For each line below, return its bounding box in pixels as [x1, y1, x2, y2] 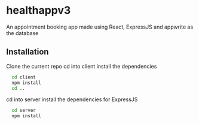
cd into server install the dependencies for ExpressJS [6, 96, 138, 103]
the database [6, 29, 39, 36]
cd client [11, 74, 36, 80]
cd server [11, 108, 36, 114]
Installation [6, 47, 49, 57]
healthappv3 [6, 4, 71, 17]
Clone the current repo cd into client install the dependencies [6, 62, 157, 70]
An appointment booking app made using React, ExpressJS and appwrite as [6, 23, 194, 30]
